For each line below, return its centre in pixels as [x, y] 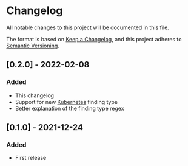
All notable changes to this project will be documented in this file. [88, 27]
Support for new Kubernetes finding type [66, 102]
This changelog [35, 95]
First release [31, 158]
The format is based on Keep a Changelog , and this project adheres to [94, 39]
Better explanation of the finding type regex [69, 108]
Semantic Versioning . [33, 46]
